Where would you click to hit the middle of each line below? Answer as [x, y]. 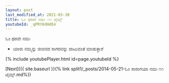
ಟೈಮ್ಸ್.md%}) [18, 75]
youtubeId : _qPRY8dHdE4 [31, 24]
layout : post [19, 10]
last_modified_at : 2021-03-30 [38, 15]
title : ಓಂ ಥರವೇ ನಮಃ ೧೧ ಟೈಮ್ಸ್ [34, 19]
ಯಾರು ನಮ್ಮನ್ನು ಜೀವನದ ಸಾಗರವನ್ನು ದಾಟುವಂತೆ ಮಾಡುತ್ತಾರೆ [58, 49]
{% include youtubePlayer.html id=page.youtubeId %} [62, 59]
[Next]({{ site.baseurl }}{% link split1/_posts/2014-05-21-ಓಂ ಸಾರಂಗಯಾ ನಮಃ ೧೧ [84, 69]
